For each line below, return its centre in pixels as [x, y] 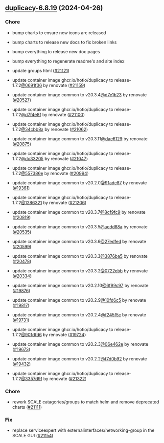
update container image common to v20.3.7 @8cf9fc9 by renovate [79, 212]
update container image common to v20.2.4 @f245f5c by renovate [79, 314]
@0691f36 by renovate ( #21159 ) [53, 85]
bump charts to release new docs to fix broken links [64, 42]
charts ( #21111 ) [27, 407]
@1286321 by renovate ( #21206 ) [54, 202]
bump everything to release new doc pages [56, 51]
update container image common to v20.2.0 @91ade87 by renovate [80, 182]
